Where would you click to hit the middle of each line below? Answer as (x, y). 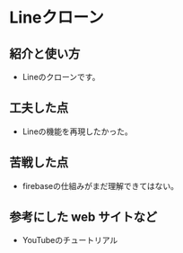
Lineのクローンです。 (61, 77)
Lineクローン (57, 18)
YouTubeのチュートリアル (70, 240)
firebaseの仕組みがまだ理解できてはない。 (100, 185)
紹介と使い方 (45, 54)
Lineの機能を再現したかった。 (77, 131)
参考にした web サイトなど (83, 217)
